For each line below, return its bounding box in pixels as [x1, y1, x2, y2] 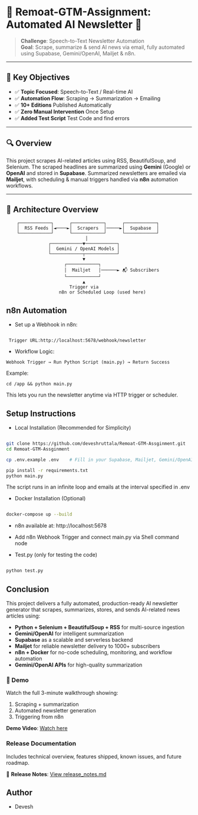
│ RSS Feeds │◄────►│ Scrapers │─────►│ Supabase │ [16, 225, 160, 232]
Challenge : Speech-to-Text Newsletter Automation [20, 37, 144, 44]
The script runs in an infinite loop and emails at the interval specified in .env [6, 483, 190, 491]
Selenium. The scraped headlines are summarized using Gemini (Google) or [6, 163, 191, 170]
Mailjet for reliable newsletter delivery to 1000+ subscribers [14, 642, 160, 649]
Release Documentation [6, 740, 77, 748]
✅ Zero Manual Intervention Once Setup [14, 108, 115, 115]
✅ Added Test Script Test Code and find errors [14, 114, 130, 121]
